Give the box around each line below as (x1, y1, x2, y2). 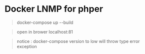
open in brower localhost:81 (16, 29, 73, 35)
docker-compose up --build (16, 19, 73, 25)
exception (16, 43, 37, 49)
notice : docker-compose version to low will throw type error (16, 38, 140, 44)
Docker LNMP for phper (4, 3, 103, 15)
